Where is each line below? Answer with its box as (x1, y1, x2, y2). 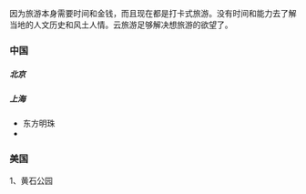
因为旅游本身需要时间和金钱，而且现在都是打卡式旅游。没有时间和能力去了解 (9, 8, 297, 18)
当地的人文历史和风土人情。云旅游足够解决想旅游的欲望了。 (9, 19, 233, 30)
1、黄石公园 (9, 175, 53, 186)
